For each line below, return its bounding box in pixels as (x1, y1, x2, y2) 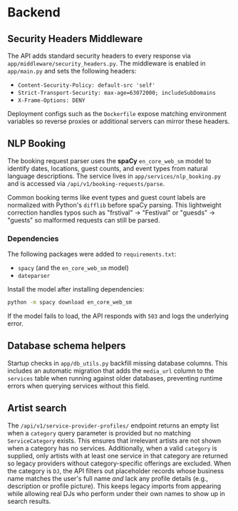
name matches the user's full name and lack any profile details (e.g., (7, 474, 209, 482)
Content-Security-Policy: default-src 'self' (17, 82, 155, 89)
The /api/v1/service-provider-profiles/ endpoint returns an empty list (7, 421, 219, 430)
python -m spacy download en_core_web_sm (7, 299, 133, 306)
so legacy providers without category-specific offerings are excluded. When (7, 459, 232, 468)
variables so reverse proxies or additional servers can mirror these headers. (7, 117, 230, 125)
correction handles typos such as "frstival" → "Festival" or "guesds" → (7, 208, 216, 217)
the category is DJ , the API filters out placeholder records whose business (7, 466, 224, 475)
